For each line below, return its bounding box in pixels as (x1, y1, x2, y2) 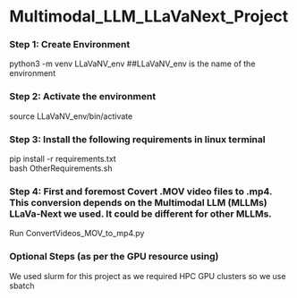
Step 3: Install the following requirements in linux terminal (9, 132, 266, 145)
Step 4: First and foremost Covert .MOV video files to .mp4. (9, 185, 273, 198)
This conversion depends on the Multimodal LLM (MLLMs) (9, 197, 268, 209)
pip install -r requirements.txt (9, 154, 116, 165)
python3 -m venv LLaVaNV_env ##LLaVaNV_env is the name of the (9, 58, 256, 69)
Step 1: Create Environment (9, 38, 131, 51)
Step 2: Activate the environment (9, 90, 157, 103)
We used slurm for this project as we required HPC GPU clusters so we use (9, 270, 286, 281)
